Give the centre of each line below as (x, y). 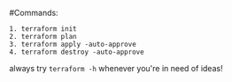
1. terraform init (43, 29)
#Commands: (34, 13)
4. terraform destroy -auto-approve (77, 52)
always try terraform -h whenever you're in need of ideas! (116, 68)
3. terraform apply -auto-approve (73, 44)
